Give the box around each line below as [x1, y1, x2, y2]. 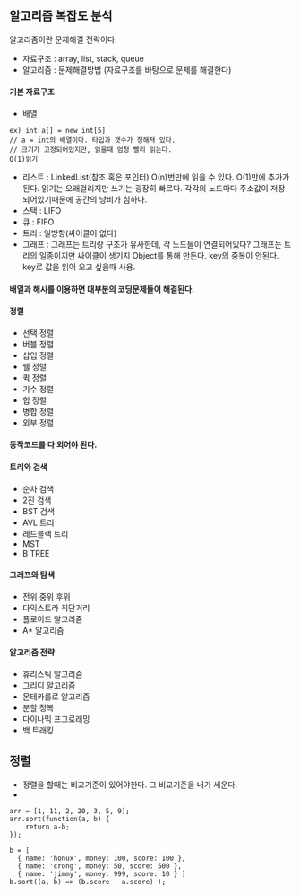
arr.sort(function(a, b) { [9, 814, 110, 823]
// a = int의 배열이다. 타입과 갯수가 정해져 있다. [9, 136, 176, 145]
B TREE [21, 548, 50, 558]
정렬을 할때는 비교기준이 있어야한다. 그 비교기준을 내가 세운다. [21, 779, 238, 790]
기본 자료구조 [9, 86, 56, 97]
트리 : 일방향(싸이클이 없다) [21, 228, 117, 239]
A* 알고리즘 [21, 625, 64, 636]
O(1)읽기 [9, 155, 39, 164]
